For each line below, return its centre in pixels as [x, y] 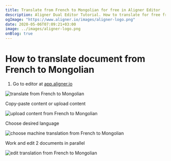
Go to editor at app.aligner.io [42, 84]
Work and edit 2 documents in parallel [45, 143]
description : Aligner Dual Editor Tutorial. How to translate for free [83, 15]
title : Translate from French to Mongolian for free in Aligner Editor [83, 10]
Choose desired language [32, 123]
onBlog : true [19, 34]
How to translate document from [75, 59]
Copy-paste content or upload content [46, 103]
